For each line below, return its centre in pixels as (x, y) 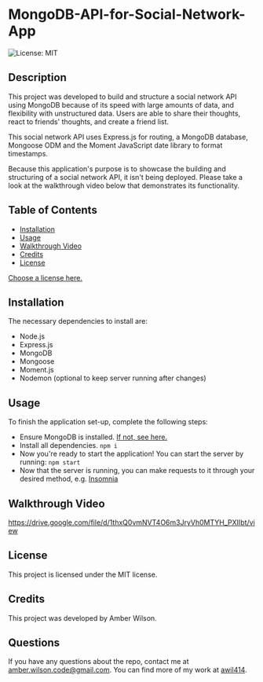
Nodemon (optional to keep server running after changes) (113, 378)
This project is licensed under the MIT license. (83, 574)
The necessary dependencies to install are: (78, 321)
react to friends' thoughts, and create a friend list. (89, 121)
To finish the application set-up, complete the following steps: (108, 422)
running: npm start (50, 462)
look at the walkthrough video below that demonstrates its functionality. (124, 185)
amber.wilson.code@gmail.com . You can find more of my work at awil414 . (128, 670)
